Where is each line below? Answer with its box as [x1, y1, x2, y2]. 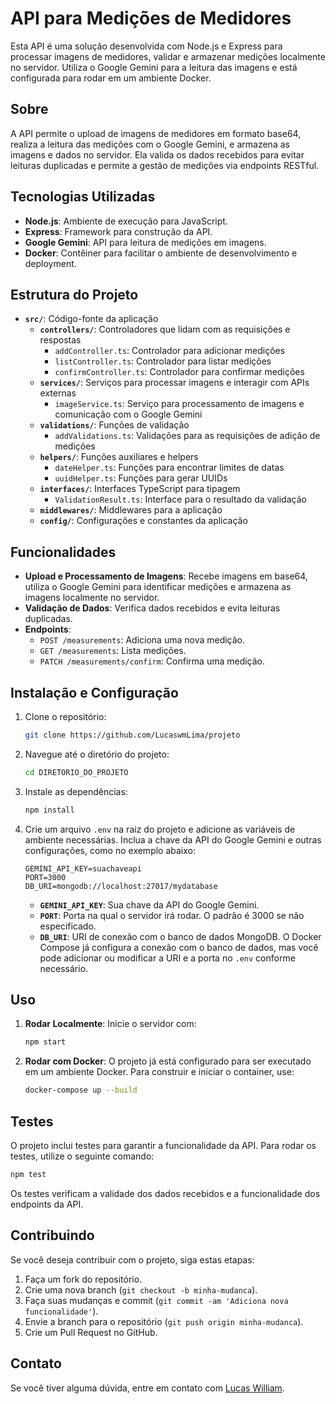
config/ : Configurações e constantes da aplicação [39, 515, 248, 527]
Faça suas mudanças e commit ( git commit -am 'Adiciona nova [24, 1294, 289, 1306]
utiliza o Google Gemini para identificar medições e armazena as [24, 581, 292, 593]
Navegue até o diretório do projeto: [24, 748, 170, 760]
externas [39, 387, 77, 399]
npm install [24, 805, 75, 815]
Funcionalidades [10, 543, 117, 561]
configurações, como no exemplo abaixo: [24, 844, 197, 856]
